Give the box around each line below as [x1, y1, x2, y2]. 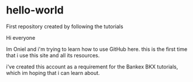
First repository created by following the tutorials [6, 23, 124, 30]
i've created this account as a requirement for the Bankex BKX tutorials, [6, 63, 178, 70]
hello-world [6, 4, 64, 17]
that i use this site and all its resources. [6, 52, 100, 59]
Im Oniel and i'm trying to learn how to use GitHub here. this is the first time [6, 45, 188, 53]
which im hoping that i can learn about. [6, 69, 101, 76]
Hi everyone [6, 34, 36, 41]
